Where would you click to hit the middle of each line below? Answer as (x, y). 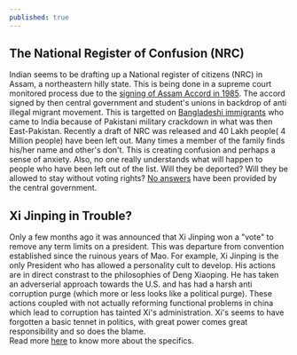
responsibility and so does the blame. (78, 331)
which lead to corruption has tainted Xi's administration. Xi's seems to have (147, 312)
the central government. (53, 188)
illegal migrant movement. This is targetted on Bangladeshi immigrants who (147, 113)
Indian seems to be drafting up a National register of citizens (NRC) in (136, 75)
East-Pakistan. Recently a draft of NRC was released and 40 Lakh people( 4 (148, 131)
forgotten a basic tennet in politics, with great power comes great (129, 322)
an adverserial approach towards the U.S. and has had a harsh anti (131, 284)
